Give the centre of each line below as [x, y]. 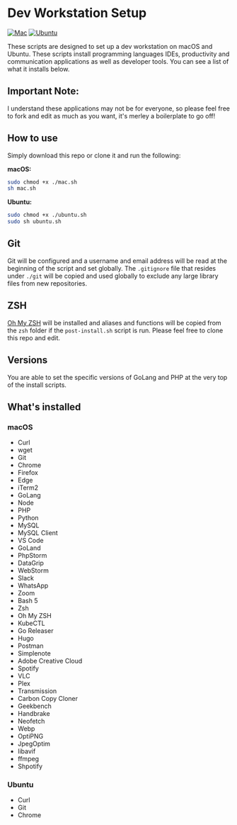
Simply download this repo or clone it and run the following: [94, 155]
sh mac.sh [22, 189]
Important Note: [43, 91]
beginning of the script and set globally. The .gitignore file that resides [112, 268]
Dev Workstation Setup [77, 13]
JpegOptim [34, 744]
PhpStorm [32, 556]
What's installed [44, 406]
